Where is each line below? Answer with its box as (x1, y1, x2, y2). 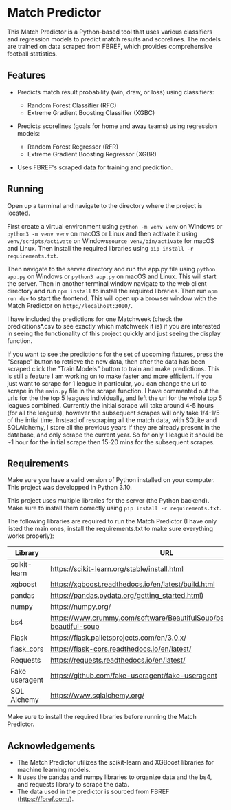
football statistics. (7, 50, 58, 58)
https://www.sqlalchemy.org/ (50, 691, 144, 700)
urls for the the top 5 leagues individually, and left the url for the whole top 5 (7, 394, 223, 402)
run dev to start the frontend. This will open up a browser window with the (7, 294, 217, 302)
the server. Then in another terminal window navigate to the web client (7, 279, 208, 287)
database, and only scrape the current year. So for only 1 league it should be (7, 430, 223, 439)
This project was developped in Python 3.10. (7, 484, 133, 492)
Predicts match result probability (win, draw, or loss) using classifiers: (16, 87, 214, 96)
